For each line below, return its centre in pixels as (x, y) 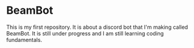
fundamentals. (24, 40)
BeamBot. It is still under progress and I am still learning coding (85, 33)
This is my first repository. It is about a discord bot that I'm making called (97, 27)
